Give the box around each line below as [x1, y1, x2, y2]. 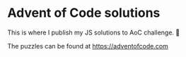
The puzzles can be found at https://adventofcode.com [7, 42, 168, 50]
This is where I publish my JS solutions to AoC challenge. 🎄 [7, 28, 180, 37]
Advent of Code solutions [7, 5, 161, 21]
